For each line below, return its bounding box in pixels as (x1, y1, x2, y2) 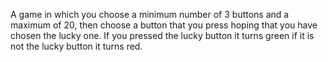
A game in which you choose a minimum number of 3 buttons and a (10, 9, 290, 20)
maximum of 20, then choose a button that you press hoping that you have (10, 19, 318, 31)
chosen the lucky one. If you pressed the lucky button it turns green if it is (10, 30, 315, 41)
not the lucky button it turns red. (10, 40, 143, 52)
